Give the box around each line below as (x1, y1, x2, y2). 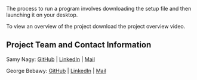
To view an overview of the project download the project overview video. (6, 23, 186, 30)
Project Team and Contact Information (6, 40, 152, 50)
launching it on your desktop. (6, 11, 78, 18)
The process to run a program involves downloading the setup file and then (6, 5, 192, 12)
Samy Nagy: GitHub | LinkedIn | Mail (6, 56, 96, 63)
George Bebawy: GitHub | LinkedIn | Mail (6, 67, 106, 74)
